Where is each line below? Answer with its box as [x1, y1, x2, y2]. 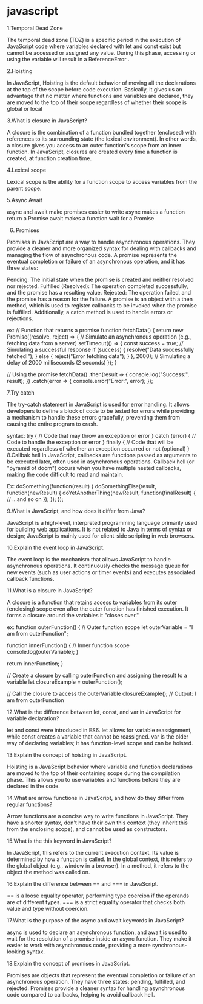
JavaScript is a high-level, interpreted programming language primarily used [7, 519, 198, 526]
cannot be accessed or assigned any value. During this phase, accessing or [7, 49, 196, 56]
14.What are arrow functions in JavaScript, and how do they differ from [7, 794, 184, 801]
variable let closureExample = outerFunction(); [7, 678, 123, 686]
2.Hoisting [7, 67, 33, 74]
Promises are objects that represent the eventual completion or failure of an [7, 971, 196, 978]
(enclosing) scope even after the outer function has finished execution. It [7, 605, 189, 613]
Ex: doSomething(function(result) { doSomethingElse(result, [7, 482, 156, 490]
